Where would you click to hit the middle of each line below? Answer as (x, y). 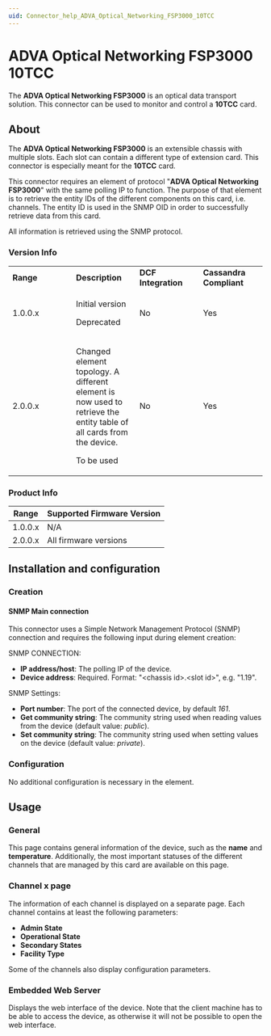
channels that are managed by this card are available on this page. (119, 865)
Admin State (41, 928)
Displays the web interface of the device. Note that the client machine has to (135, 1008)
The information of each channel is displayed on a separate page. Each (127, 903)
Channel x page (40, 886)
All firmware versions (87, 540)
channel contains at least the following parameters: (94, 912)
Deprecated (98, 322)
